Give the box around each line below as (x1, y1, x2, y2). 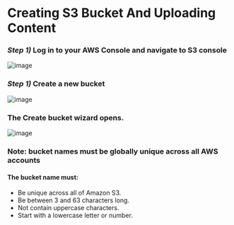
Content (7, 20, 57, 36)
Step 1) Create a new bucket (7, 79, 105, 89)
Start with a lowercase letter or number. (17, 211, 133, 220)
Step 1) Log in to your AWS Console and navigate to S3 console (7, 45, 228, 55)
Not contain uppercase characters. (17, 204, 119, 212)
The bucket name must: (7, 173, 79, 181)
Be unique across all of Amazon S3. (17, 189, 122, 197)
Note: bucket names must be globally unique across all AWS (7, 146, 218, 156)
